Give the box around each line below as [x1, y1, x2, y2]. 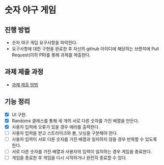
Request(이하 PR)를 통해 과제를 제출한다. [11, 52, 91, 58]
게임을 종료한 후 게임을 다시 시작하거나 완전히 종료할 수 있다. [11, 155, 127, 161]
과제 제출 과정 [4, 67, 44, 76]
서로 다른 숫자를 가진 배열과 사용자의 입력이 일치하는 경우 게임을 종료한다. [11, 148, 152, 154]
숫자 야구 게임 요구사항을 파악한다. [11, 40, 78, 45]
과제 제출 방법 [11, 82, 38, 88]
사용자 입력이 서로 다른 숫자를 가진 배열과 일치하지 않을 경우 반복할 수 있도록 [11, 136, 158, 142]
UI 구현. [11, 111, 27, 117]
